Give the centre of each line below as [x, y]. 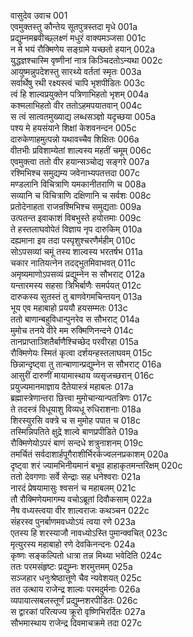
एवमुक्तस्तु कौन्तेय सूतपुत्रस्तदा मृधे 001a [74, 26]
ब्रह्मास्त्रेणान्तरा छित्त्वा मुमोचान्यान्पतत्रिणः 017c [81, 398]
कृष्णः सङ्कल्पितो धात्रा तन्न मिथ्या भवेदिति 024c [86, 555]
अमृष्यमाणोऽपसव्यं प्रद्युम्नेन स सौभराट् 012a [78, 274]
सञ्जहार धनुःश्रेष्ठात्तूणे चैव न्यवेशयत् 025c [76, 578]
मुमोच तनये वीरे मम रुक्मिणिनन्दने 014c [72, 330]
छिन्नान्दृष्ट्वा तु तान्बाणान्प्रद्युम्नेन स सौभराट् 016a [86, 364]
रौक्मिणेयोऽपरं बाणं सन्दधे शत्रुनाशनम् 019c [77, 443]
